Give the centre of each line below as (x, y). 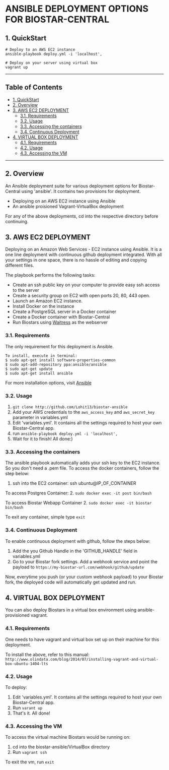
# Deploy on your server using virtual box (52, 63)
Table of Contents (34, 87)
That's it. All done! (31, 713)
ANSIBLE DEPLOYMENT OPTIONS (77, 9)
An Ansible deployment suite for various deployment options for (71, 186)
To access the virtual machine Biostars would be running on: (68, 737)
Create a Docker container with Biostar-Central (61, 317)
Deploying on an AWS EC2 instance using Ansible (64, 201)
